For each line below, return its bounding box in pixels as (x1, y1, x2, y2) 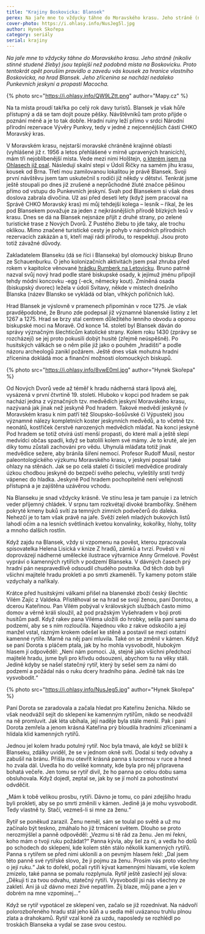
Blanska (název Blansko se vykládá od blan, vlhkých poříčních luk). (6, 290, 175, 298)
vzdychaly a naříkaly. (6, 578, 60, 585)
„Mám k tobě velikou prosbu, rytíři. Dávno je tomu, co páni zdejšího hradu (6, 793, 191, 800)
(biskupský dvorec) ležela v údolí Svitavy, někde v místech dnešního (6, 284, 178, 291)
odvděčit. (6, 781, 31, 788)
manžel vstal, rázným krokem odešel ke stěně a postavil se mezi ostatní (6, 628, 186, 636)
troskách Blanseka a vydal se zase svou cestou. (6, 921, 127, 928)
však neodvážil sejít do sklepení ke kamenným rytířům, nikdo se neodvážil (6, 711, 193, 718)
